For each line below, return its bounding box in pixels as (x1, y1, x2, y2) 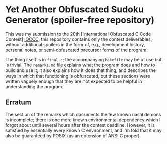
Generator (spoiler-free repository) (5, 14, 155, 26)
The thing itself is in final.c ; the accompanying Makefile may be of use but (5, 56, 162, 62)
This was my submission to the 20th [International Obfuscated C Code (5, 31, 151, 37)
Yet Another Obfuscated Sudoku (5, 4, 144, 15)
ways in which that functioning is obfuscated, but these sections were (5, 73, 150, 79)
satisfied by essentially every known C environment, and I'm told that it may (5, 127, 162, 133)
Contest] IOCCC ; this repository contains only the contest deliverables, (5, 36, 152, 42)
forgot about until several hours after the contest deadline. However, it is (5, 122, 155, 128)
